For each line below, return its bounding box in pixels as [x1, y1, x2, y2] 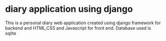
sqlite [5, 30, 16, 36]
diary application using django [5, 3, 133, 15]
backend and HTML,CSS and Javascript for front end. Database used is [5, 25, 151, 31]
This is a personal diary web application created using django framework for [5, 20, 161, 26]
